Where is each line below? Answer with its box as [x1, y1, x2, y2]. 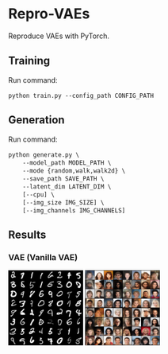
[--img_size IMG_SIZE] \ [22, 198, 105, 207]
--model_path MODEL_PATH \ [22, 158, 112, 167]
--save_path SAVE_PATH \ [22, 174, 105, 183]
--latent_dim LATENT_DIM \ [22, 182, 112, 191]
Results [8, 228, 47, 241]
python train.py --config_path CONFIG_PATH [8, 91, 155, 99]
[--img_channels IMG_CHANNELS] [22, 206, 126, 215]
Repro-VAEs [8, 5, 90, 23]
